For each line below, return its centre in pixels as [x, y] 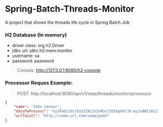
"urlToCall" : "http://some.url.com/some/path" [62, 116]
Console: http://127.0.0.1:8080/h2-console [59, 70]
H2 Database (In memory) [36, 35]
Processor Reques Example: [39, 83]
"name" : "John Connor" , [38, 107]
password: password [33, 61]
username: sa [26, 56]
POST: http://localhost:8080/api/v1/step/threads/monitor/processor [84, 94]
